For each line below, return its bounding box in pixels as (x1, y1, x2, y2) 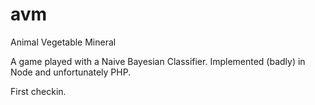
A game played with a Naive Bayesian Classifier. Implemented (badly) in (10, 55, 306, 67)
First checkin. (10, 85, 67, 97)
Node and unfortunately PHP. (10, 66, 132, 78)
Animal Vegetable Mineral (10, 36, 117, 48)
